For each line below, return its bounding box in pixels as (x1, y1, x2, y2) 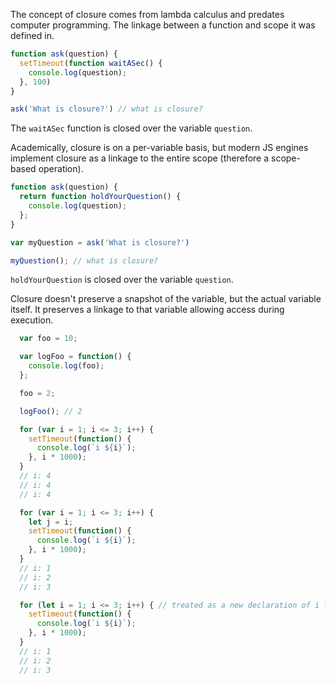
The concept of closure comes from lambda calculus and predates (10, 9, 285, 20)
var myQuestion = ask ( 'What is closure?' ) (10, 237, 190, 248)
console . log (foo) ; (28, 361, 105, 371)
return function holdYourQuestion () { (19, 192, 182, 202)
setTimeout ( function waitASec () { (19, 58, 163, 68)
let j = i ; (28, 517, 74, 527)
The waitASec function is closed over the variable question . (10, 122, 253, 134)
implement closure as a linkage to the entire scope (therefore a (10, 152, 270, 164)
